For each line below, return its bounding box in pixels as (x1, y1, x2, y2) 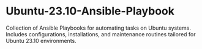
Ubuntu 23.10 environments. (6, 37, 77, 44)
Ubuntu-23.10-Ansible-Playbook (6, 4, 175, 18)
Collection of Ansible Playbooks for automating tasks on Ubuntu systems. (6, 24, 191, 31)
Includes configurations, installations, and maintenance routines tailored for (6, 30, 196, 38)
